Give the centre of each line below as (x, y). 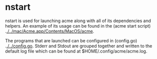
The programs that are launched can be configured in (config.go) (71, 40)
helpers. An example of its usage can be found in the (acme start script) (78, 26)
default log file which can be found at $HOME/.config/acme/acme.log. (76, 51)
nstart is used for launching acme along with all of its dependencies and (78, 21)
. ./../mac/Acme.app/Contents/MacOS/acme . (50, 31)
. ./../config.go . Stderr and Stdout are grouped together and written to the (79, 46)
